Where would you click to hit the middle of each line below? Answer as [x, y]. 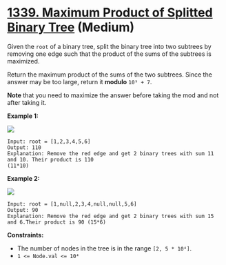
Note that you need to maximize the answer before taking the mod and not [113, 95]
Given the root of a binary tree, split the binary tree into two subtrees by [109, 46]
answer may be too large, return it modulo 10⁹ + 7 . [80, 81]
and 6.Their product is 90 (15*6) [57, 222]
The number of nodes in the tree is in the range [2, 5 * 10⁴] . [104, 248]
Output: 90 [23, 210]
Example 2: [23, 178]
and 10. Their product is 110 [51, 159]
